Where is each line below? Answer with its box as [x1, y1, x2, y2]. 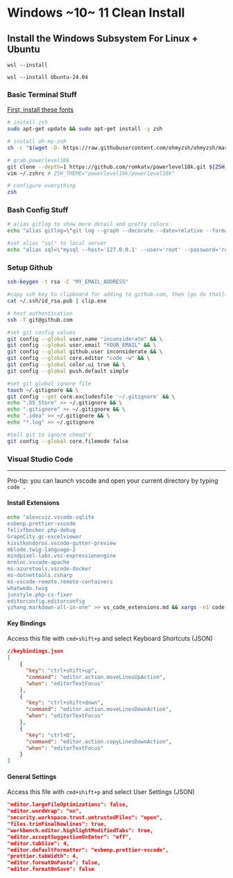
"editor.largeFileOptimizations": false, [7, 801, 129, 809]
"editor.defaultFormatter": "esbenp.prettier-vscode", [7, 846, 169, 854]
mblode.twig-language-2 [7, 546, 76, 553]
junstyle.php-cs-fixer [7, 591, 73, 598]
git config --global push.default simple [7, 368, 129, 375]
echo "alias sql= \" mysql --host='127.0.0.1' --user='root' [7, 246, 182, 254]
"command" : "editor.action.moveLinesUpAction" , [25, 673, 166, 680]
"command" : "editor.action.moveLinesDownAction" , [25, 706, 172, 713]
